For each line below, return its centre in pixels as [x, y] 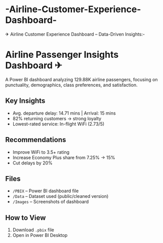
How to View [26, 217]
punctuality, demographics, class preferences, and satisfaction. [71, 85]
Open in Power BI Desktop [40, 235]
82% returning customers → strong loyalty [57, 118]
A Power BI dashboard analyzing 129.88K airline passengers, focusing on [81, 79]
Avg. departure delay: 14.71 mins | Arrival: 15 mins [64, 113]
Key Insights [25, 101]
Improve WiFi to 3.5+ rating [41, 152]
